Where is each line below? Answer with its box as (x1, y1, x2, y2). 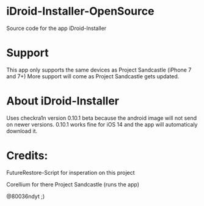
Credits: (6, 149, 48, 163)
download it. (6, 127, 38, 134)
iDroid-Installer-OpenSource (6, 4, 155, 18)
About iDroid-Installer (6, 94, 119, 108)
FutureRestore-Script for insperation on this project (6, 169, 136, 176)
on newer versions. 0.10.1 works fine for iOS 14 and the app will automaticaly (6, 120, 198, 128)
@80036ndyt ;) (6, 193, 45, 200)
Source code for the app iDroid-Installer (6, 24, 107, 32)
